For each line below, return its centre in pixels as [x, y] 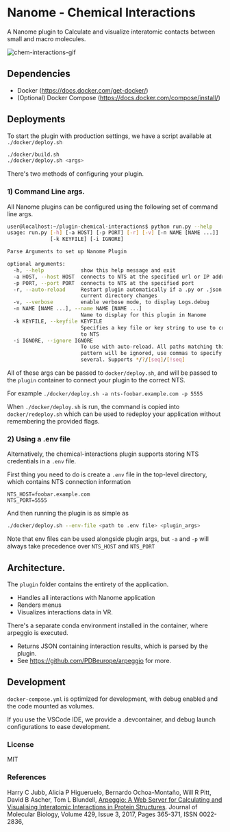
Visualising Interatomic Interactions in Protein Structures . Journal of [102, 807]
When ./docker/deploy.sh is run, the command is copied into [93, 407]
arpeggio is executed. [38, 633]
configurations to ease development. [59, 726]
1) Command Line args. [46, 192]
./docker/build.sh [33, 154]
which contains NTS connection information [69, 482]
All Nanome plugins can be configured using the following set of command [113, 207]
